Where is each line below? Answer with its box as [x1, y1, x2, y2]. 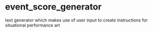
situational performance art [5, 22, 60, 28]
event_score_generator [5, 1, 102, 12]
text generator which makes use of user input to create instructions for [5, 17, 148, 23]
